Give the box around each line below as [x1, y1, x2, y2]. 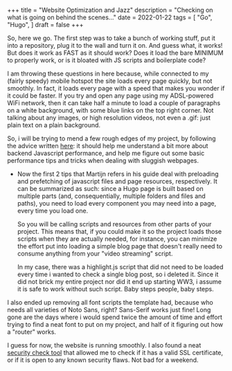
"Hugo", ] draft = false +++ [7, 21, 84, 28]
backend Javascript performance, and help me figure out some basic [7, 149, 205, 157]
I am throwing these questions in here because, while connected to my [7, 69, 209, 78]
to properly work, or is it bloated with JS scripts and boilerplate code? [7, 56, 206, 64]
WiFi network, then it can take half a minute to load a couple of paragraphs [7, 99, 221, 107]
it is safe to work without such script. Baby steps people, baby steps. [17, 285, 215, 293]
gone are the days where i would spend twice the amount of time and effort [7, 313, 223, 321]
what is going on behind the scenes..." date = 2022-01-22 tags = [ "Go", [7, 13, 213, 21]
